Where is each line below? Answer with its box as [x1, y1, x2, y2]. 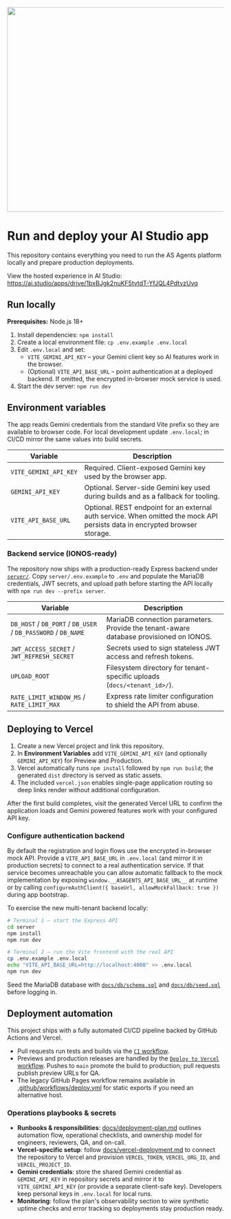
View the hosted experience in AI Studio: [7, 272, 122, 280]
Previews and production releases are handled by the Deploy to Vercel [16, 1054, 219, 1062]
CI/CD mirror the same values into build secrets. [7, 434, 143, 443]
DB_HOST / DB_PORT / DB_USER [10, 618, 98, 628]
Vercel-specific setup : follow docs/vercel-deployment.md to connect [16, 1146, 215, 1154]
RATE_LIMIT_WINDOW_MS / [10, 692, 86, 702]
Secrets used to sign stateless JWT [106, 643, 221, 652]
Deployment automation [7, 1008, 113, 1020]
